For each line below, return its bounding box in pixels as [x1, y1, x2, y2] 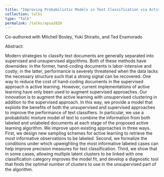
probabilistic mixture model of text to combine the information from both [5, 115, 150, 121]
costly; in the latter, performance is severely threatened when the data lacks [5, 69, 158, 74]
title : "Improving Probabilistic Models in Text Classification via [5, 7, 147, 12]
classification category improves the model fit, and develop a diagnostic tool [5, 156, 159, 162]
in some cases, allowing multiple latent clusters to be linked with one [5, 151, 143, 157]
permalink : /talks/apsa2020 [5, 20, 62, 26]
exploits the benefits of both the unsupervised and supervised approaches [5, 105, 155, 110]
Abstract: [5, 43, 23, 49]
